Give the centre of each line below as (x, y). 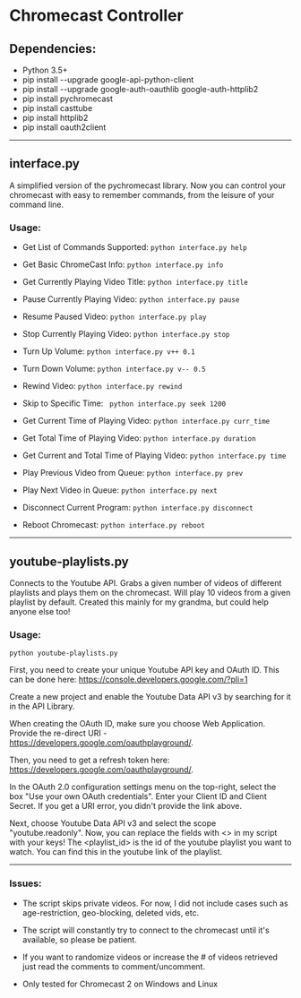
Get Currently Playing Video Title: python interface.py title (135, 282)
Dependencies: (53, 49)
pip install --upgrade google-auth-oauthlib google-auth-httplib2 (140, 89)
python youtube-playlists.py (64, 654)
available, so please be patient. (79, 939)
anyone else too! (40, 611)
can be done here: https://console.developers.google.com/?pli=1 (129, 680)
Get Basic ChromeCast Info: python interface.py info (123, 264)
